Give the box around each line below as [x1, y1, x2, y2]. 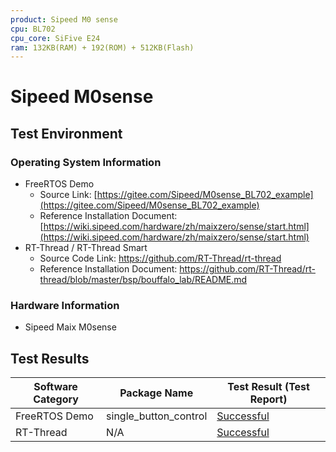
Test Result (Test [227, 380, 310, 394]
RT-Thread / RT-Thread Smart [24, 242, 148, 254]
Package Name [119, 386, 194, 400]
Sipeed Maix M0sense [24, 321, 117, 333]
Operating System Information [10, 155, 162, 169]
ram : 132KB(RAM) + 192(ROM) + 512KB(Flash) [10, 42, 195, 53]
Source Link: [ [39, 189, 98, 201]
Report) [249, 392, 288, 406]
